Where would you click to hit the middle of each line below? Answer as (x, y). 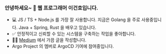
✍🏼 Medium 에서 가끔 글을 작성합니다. (49, 40)
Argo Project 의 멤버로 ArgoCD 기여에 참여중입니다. (63, 46)
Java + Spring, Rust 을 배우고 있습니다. (57, 27)
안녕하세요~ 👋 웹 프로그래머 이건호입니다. (51, 7)
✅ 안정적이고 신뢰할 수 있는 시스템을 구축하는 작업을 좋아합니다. (74, 34)
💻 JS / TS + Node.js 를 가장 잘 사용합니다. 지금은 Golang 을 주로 (76, 20)
